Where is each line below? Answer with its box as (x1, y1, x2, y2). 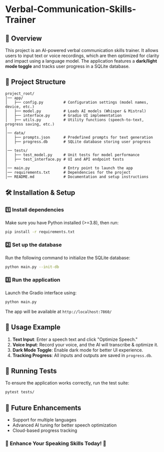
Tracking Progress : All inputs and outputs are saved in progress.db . (12, 352, 152, 358)
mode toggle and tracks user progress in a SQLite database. (5, 64, 130, 69)
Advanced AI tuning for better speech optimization (12, 422, 117, 428)
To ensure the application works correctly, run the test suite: (5, 380, 129, 386)
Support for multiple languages (12, 417, 76, 423)
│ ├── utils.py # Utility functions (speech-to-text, (5, 117, 144, 122)
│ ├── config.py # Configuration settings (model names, (5, 100, 149, 105)
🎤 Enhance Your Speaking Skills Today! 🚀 (5, 439, 106, 446)
